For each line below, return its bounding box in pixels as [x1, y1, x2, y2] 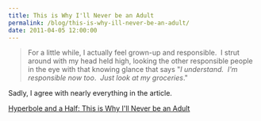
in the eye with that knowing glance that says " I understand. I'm [27, 65, 238, 74]
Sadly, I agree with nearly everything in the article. [8, 89, 173, 98]
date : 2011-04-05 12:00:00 [8, 26, 98, 34]
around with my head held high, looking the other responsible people [27, 56, 254, 66]
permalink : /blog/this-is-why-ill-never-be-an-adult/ [8, 19, 190, 27]
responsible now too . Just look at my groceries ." [27, 73, 189, 83]
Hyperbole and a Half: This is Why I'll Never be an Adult [8, 104, 190, 113]
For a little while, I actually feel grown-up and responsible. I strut [27, 48, 240, 58]
